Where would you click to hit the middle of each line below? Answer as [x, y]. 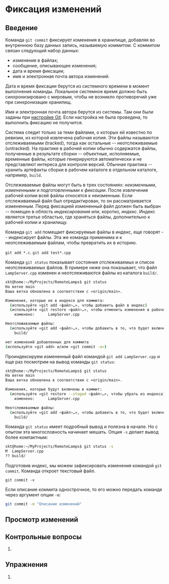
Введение [22, 28]
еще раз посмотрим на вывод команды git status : [60, 362]
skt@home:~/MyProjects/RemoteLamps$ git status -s [59, 447]
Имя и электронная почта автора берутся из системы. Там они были [79, 112]
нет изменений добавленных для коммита [47, 342]
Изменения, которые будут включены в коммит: [54, 389]
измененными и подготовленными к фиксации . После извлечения [77, 190]
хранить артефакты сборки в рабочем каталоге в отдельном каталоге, [81, 170]
